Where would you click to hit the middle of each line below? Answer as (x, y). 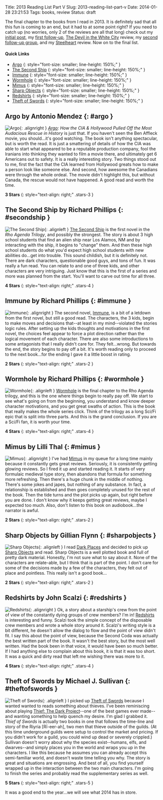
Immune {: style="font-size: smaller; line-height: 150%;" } (70, 75)
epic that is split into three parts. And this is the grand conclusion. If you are (81, 417)
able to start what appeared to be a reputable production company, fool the (81, 149)
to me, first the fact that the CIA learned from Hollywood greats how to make (82, 164)
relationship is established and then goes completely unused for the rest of (80, 490)
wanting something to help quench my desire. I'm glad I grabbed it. (81, 716)
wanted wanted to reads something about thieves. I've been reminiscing (77, 706)
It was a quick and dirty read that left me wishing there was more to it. (75, 656)
